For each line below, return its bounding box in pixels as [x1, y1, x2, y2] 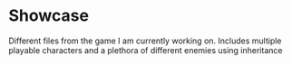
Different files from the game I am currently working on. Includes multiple [8, 35, 282, 46]
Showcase [8, 5, 90, 26]
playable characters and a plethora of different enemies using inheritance [8, 44, 283, 55]
